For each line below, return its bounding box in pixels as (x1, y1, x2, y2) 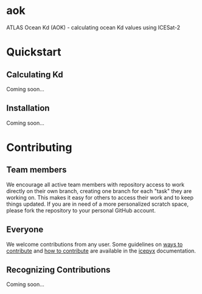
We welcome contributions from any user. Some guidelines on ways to (6, 240, 183, 248)
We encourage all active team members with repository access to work (6, 181, 185, 188)
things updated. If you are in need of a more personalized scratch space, (6, 200, 189, 208)
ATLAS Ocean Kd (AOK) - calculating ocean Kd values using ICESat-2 (6, 24, 181, 31)
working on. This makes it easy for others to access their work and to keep (6, 194, 193, 201)
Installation (6, 103, 50, 113)
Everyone (6, 225, 44, 235)
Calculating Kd (6, 69, 63, 80)
